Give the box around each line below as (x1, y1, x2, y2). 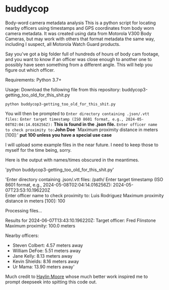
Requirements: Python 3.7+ (5, 77, 62, 83)
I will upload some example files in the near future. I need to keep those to (5, 142, 158, 148)
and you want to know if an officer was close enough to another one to (5, 56, 152, 62)
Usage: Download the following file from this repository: (5, 86, 121, 92)
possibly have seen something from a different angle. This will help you (5, 62, 153, 68)
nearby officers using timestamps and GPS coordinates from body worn (5, 25, 154, 31)
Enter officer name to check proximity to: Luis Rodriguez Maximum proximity (5, 192, 164, 198)
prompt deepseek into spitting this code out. (5, 278, 97, 285)
